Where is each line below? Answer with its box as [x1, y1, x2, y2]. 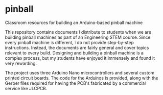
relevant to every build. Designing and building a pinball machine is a [5, 50, 144, 56]
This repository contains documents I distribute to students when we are [5, 29, 152, 35]
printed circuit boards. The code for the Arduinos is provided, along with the [5, 75, 159, 81]
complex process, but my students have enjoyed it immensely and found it [5, 55, 155, 61]
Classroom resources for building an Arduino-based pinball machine [5, 20, 143, 25]
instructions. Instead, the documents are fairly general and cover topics [5, 45, 149, 50]
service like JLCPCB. [5, 85, 47, 91]
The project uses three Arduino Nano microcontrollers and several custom [5, 70, 155, 75]
